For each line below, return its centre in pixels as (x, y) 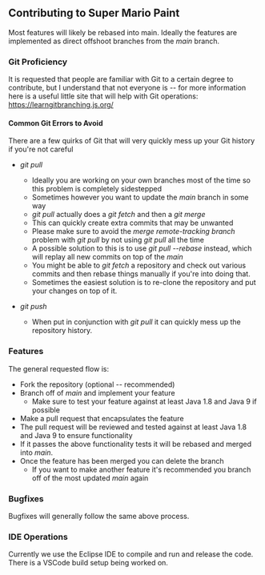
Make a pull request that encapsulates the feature (102, 418)
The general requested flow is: (59, 368)
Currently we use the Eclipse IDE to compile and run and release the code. (131, 554)
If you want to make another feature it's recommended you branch (141, 469)
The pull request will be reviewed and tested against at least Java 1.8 (133, 427)
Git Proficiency (38, 62)
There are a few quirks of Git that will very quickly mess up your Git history (132, 141)
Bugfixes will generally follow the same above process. (99, 516)
